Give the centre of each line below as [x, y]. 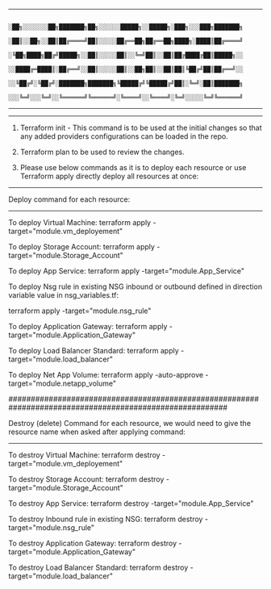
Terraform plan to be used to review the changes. [102, 152]
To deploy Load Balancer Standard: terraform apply [94, 351]
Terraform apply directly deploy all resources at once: [109, 176]
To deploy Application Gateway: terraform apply [88, 326]
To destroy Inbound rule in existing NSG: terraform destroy [106, 519]
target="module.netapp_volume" [63, 383]
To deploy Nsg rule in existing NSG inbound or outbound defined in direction [135, 286]
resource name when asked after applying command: [97, 432]
